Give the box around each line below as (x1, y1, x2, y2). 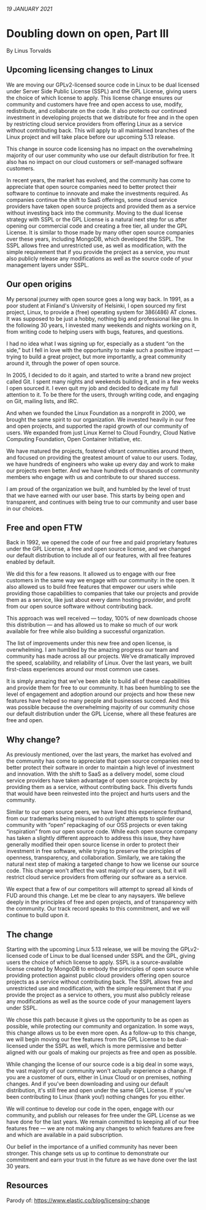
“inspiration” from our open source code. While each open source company (6, 828, 198, 835)
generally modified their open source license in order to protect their (6, 841, 180, 849)
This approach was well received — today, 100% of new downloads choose (6, 615, 197, 622)
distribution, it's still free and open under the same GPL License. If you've (6, 1087, 192, 1094)
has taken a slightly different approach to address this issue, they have (6, 834, 185, 842)
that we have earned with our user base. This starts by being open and (6, 491, 185, 499)
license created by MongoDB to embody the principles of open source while (6, 965, 199, 972)
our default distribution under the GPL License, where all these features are (6, 710, 197, 717)
